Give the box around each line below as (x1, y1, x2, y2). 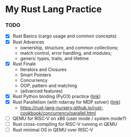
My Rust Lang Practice (5, 4, 102, 15)
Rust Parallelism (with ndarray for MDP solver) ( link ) (12, 99, 121, 105)
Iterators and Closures (20, 66, 67, 72)
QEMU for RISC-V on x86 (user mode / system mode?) (12, 115, 126, 121)
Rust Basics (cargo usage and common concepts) (12, 33, 117, 39)
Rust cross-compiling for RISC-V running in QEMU (12, 121, 117, 127)
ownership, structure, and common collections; (20, 44, 119, 51)
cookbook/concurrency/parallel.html (20, 110, 96, 116)
